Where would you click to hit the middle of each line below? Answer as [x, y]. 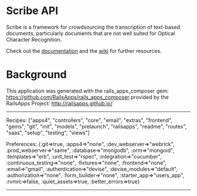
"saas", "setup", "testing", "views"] [48, 133]
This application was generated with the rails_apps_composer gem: [87, 91]
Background [36, 75]
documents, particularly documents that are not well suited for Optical [91, 33]
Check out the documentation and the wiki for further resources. [84, 50]
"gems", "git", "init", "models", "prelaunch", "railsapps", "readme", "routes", [96, 126]
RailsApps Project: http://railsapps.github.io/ [60, 103]
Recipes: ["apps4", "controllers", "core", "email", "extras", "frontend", [89, 120]
